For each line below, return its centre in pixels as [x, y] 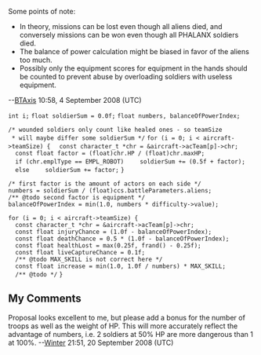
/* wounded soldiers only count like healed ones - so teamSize [115, 130]
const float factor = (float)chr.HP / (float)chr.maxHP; [110, 153]
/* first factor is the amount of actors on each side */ [105, 184]
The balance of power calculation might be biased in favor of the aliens [134, 51]
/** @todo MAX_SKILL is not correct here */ [89, 259]
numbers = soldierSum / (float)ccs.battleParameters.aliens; [110, 191]
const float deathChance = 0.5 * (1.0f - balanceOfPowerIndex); [122, 239]
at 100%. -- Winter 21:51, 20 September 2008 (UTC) [91, 342]
